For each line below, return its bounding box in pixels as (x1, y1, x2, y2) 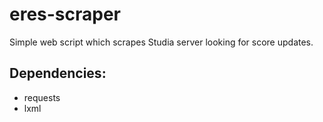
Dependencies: (9, 65, 107, 82)
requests (23, 91, 61, 103)
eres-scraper (9, 3, 122, 26)
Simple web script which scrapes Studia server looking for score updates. (9, 36, 314, 48)
